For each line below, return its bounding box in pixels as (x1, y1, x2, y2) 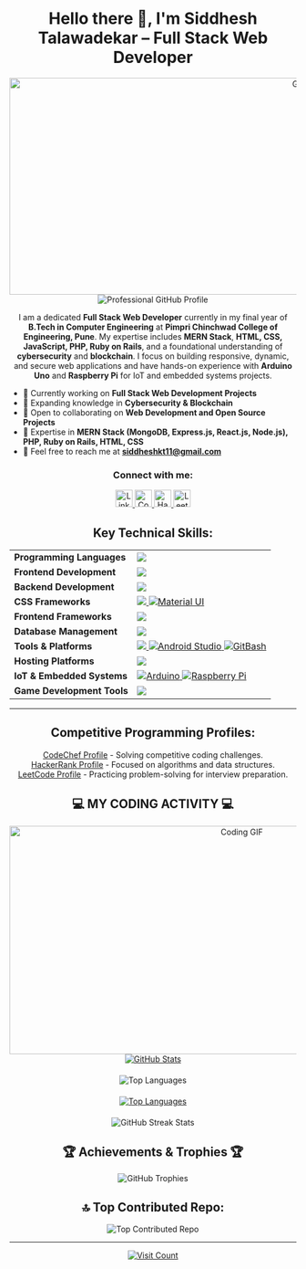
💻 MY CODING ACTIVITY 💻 (72, 796, 234, 812)
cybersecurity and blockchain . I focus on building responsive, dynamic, (16, 351, 290, 362)
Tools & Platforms (14, 640, 93, 653)
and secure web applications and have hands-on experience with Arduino (13, 360, 293, 371)
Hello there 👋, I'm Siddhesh (48, 8, 258, 29)
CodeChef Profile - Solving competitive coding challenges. (42, 749, 264, 760)
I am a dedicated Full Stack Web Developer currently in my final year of (17, 311, 289, 322)
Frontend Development (14, 566, 117, 579)
